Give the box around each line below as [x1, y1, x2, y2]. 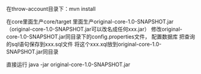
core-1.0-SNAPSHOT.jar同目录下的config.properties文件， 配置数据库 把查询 [6, 33, 196, 40]
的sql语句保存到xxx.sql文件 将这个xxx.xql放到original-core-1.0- [6, 41, 162, 48]
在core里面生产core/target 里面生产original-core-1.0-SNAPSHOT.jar [6, 18, 174, 25]
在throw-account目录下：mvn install [6, 5, 96, 12]
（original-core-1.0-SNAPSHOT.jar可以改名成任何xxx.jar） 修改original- [6, 26, 183, 32]
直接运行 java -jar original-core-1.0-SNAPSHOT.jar [6, 61, 131, 68]
